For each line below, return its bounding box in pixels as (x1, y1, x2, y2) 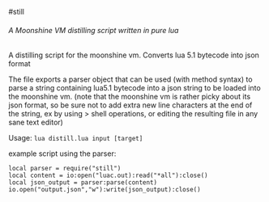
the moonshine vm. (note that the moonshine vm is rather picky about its (8, 92, 251, 102)
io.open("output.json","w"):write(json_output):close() (8, 186, 201, 194)
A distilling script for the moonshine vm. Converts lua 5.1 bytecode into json (8, 50, 259, 60)
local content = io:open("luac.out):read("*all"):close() (8, 171, 208, 180)
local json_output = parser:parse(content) (8, 179, 158, 187)
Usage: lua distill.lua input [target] (8, 133, 143, 143)
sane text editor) (8, 117, 63, 128)
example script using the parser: (8, 149, 117, 158)
